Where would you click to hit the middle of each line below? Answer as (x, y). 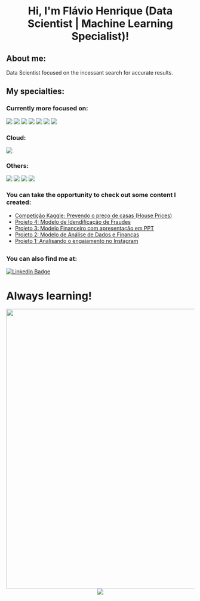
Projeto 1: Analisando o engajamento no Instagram (76, 241)
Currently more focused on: (47, 109)
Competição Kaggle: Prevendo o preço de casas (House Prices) (93, 215)
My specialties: (35, 92)
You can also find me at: (42, 258)
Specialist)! (100, 36)
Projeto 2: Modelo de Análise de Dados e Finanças (77, 235)
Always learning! (49, 296)
